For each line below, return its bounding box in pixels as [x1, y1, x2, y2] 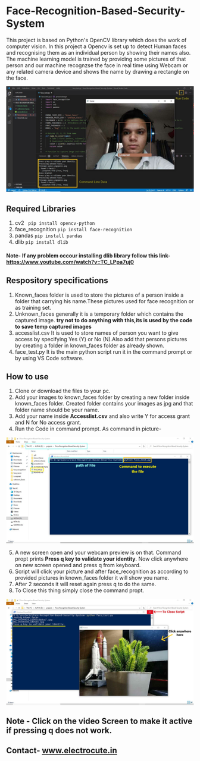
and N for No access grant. [14, 419, 82, 426]
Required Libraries [6, 203, 76, 213]
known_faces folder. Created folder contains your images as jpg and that [14, 400, 193, 407]
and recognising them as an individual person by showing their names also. [6, 49, 191, 56]
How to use [6, 372, 49, 382]
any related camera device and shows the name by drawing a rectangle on [6, 68, 189, 75]
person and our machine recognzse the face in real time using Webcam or [6, 61, 189, 69]
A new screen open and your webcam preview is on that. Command [14, 549, 182, 556]
